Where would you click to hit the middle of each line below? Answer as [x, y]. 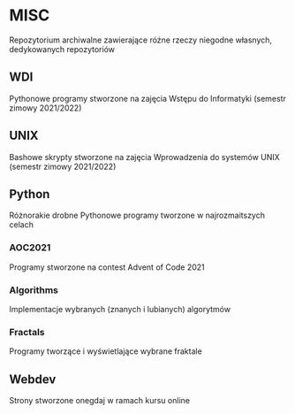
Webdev [33, 379]
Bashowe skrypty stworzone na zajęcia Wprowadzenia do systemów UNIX [144, 157]
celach [21, 225]
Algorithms [34, 290]
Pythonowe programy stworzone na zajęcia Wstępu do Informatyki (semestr [148, 98]
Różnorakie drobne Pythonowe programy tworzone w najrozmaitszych [137, 215]
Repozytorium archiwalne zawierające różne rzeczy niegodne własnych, [140, 40]
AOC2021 [30, 248]
